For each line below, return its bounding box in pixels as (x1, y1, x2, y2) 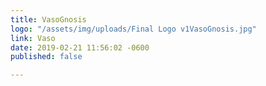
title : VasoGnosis (10, 14, 87, 25)
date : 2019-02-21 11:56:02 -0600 (10, 42, 150, 53)
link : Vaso (10, 33, 56, 43)
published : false (10, 52, 83, 62)
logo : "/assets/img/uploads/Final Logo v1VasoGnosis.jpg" (10, 24, 257, 34)
